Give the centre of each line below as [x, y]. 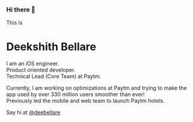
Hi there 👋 [21, 10]
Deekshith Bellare [51, 47]
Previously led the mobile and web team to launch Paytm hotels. [86, 101]
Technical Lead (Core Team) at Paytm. [54, 76]
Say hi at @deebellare [33, 112]
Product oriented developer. [41, 70]
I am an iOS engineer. [33, 64]
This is [14, 23]
